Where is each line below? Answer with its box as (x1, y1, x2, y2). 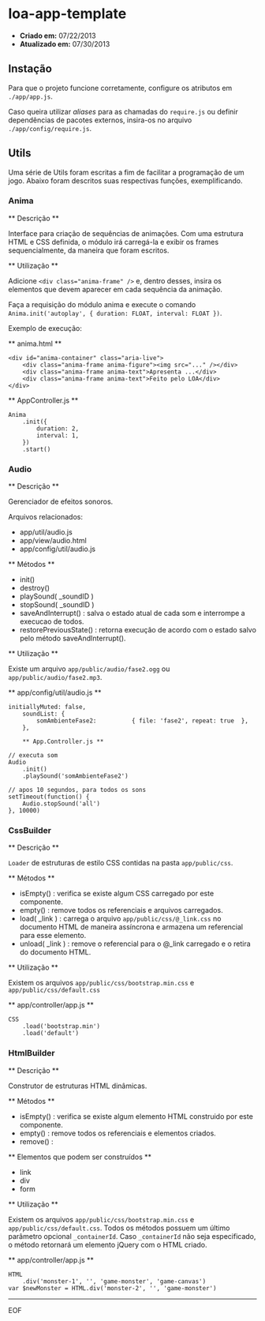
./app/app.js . (8, 92, 53, 101)
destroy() (19, 584, 50, 593)
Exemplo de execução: (8, 323, 83, 332)
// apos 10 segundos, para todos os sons (8, 786, 147, 794)
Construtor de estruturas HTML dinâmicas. (8, 1081, 147, 1090)
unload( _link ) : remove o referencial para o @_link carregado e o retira (19, 939, 251, 948)
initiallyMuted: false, (8, 704, 87, 711)
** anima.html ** (8, 339, 62, 348)
